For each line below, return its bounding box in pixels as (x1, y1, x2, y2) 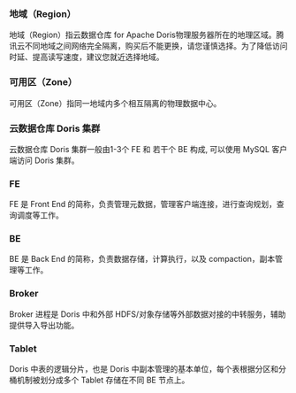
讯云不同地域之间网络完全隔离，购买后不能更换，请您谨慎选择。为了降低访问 (9, 41, 288, 51)
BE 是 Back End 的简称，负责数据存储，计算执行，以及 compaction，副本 (9, 254, 276, 265)
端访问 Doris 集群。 (9, 155, 80, 166)
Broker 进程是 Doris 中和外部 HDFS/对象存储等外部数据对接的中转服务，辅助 (9, 308, 286, 320)
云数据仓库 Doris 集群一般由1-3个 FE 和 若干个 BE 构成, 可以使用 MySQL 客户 (9, 143, 288, 154)
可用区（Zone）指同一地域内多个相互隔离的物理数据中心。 (9, 97, 222, 108)
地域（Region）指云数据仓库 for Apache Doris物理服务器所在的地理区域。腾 (9, 29, 285, 41)
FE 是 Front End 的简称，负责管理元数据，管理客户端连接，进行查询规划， (9, 199, 277, 210)
